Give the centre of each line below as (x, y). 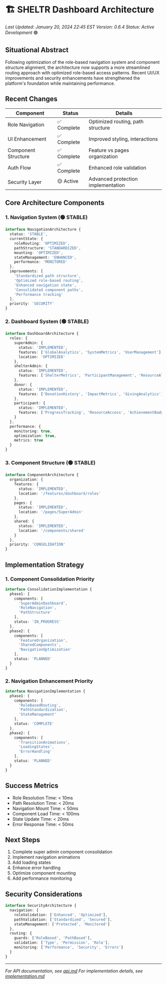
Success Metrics (32, 786)
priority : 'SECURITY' (32, 304)
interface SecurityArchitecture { (41, 906)
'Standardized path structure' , (47, 276)
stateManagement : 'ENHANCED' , (45, 257)
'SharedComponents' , (40, 645)
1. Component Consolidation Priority (50, 579)
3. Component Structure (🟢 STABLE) (50, 463)
